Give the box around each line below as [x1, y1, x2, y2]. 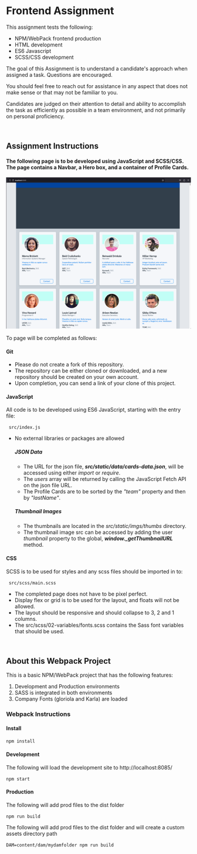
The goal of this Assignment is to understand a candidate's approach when [6, 65, 188, 72]
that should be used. [14, 627, 64, 635]
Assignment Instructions [6, 141, 98, 151]
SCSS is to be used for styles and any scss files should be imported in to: [6, 568, 183, 575]
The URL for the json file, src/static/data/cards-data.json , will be [23, 463, 184, 470]
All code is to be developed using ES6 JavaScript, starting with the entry [6, 406, 181, 413]
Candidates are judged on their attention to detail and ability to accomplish [6, 100, 186, 107]
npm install [6, 738, 35, 744]
